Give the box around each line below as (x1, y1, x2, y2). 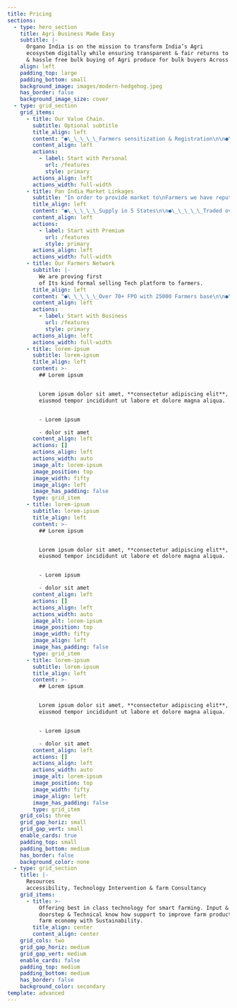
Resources (25, 878, 55, 885)
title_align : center (32, 924, 93, 931)
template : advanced (7, 990, 65, 997)
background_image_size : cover (20, 96, 109, 103)
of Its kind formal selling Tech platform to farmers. (38, 280, 203, 287)
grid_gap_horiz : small (20, 819, 87, 826)
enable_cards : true (20, 832, 78, 839)
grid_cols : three (20, 812, 71, 819)
